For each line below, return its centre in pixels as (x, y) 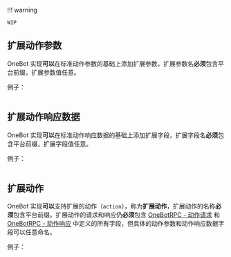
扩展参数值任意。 (55, 72)
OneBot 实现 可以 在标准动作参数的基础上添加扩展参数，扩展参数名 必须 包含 (113, 63)
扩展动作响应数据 (44, 117)
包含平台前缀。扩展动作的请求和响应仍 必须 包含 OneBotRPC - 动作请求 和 (117, 215)
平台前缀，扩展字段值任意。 (52, 143)
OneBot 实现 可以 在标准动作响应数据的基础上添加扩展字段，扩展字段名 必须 (113, 135)
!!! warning (22, 10)
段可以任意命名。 (31, 232)
